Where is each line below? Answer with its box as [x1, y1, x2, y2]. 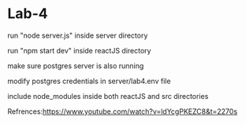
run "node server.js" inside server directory [7, 31, 148, 40]
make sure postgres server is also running [7, 60, 144, 71]
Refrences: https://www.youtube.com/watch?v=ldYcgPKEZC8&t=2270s [7, 107, 238, 116]
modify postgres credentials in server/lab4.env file [7, 76, 171, 86]
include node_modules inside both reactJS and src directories [7, 91, 209, 100]
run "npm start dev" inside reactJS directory [7, 46, 151, 55]
